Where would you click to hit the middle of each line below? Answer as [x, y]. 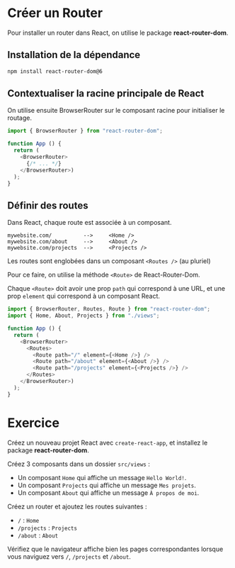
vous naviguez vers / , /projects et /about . [69, 556]
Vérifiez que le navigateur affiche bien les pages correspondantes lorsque [115, 549]
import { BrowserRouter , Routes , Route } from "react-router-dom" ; [109, 309]
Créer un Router [55, 13]
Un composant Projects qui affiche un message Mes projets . [107, 485]
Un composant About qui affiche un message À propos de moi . [108, 492]
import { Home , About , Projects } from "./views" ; [84, 316]
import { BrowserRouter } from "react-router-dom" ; [85, 131]
